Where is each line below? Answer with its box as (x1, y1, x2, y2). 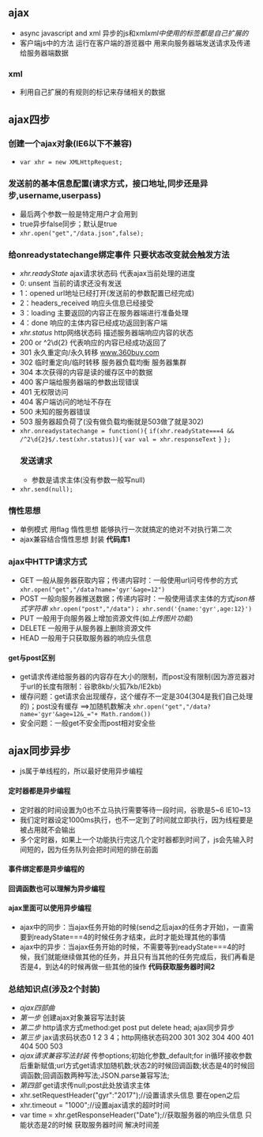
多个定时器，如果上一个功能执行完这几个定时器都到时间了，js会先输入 (19, 834, 247, 844)
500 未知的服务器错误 (19, 407, 91, 417)
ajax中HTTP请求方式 (8, 556, 88, 567)
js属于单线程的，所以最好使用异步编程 (19, 766, 144, 776)
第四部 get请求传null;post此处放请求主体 (19, 1081, 151, 1090)
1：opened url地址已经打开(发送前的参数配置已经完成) (19, 289, 195, 298)
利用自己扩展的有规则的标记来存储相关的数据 (19, 87, 166, 97)
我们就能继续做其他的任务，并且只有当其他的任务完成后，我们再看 (33, 952, 249, 961)
